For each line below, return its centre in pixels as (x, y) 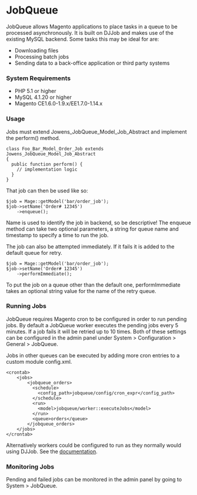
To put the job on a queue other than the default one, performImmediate (93, 285)
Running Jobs (26, 306)
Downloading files (36, 50)
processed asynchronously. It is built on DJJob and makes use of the (90, 32)
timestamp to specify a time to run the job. (57, 235)
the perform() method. (33, 138)
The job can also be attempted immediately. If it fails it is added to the (90, 246)
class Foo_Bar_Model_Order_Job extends (55, 149)
